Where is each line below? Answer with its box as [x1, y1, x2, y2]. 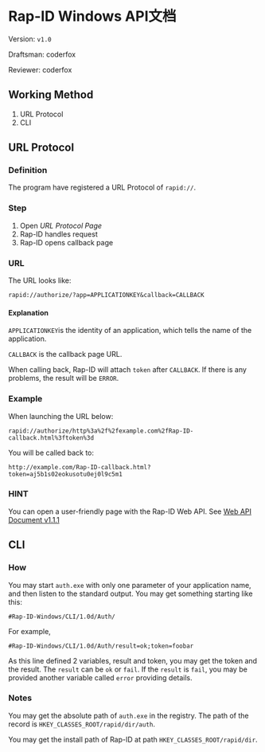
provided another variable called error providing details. [8, 672, 193, 682]
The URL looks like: [8, 276, 72, 285]
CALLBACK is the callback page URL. [8, 350, 123, 359]
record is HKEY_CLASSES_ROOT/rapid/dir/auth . [8, 719, 155, 729]
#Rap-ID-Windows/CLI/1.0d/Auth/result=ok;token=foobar [8, 642, 194, 650]
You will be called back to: [8, 448, 94, 457]
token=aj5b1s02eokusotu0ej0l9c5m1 [8, 470, 123, 478]
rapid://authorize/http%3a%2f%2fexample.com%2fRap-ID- [8, 427, 194, 435]
